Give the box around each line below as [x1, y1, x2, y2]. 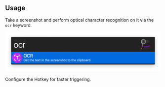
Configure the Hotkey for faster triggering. [5, 76, 91, 82]
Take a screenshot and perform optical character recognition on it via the [5, 17, 154, 23]
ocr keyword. [5, 22, 32, 28]
